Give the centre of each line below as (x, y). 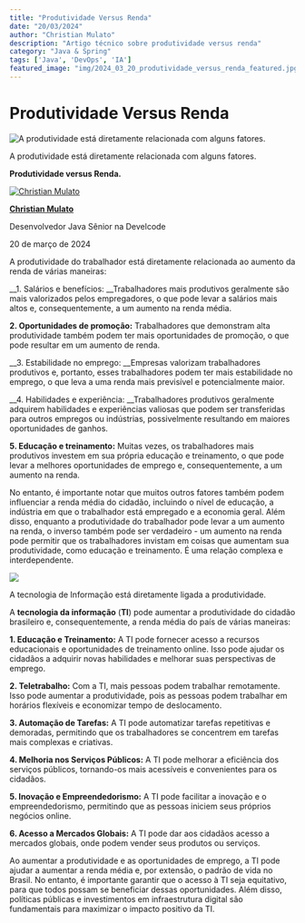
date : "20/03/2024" (46, 26)
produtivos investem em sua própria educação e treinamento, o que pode (147, 456)
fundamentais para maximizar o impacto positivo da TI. (112, 908)
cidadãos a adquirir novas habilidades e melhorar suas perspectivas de (143, 658)
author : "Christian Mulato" (63, 34)
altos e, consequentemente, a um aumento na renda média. (121, 308)
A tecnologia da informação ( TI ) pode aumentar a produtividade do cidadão (152, 612)
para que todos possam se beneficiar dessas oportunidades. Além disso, (146, 889)
